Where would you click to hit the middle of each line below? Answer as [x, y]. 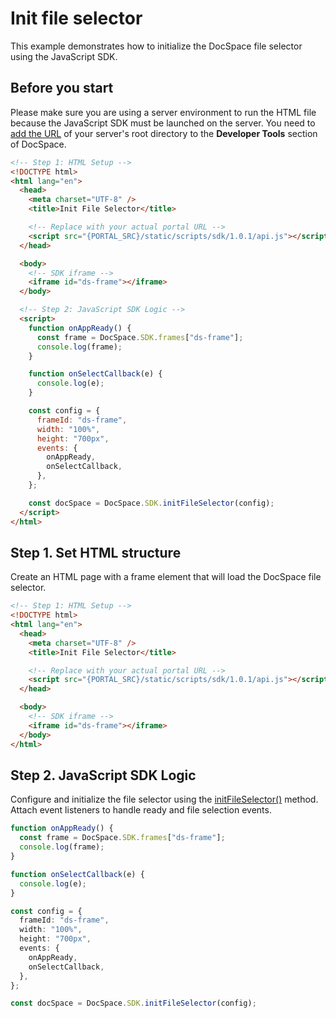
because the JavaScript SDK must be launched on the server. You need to [163, 123]
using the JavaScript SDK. [64, 56]
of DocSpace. [38, 144]
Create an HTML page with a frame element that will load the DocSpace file [166, 577]
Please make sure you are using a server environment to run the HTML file [163, 112]
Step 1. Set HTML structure [96, 552]
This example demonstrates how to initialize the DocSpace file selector [156, 46]
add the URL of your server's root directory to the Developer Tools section [164, 133]
